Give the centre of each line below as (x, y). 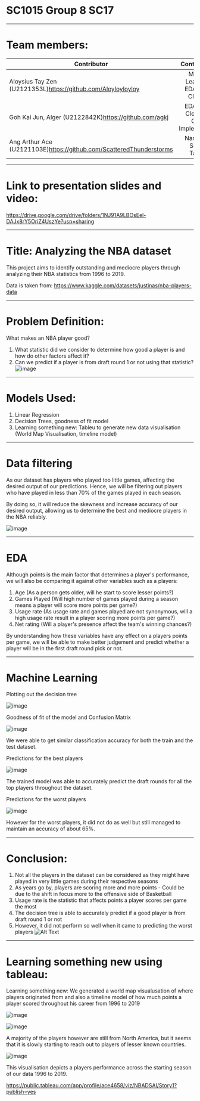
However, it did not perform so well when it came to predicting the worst (103, 926)
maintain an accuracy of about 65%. (51, 829)
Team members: (47, 45)
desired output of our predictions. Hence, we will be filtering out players (94, 486)
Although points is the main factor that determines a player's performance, (98, 574)
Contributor (91, 64)
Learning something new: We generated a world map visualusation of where (100, 991)
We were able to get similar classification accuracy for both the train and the (100, 740)
